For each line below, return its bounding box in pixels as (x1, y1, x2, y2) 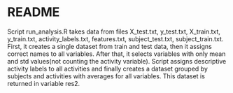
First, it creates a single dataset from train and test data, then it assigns (7, 42, 212, 50)
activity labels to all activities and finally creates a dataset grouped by (7, 64, 209, 73)
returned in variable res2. (7, 79, 80, 87)
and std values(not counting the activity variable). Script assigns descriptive (7, 57, 227, 65)
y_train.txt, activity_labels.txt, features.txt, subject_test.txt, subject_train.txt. (7, 34, 224, 43)
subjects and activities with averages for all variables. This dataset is (7, 71, 205, 80)
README (7, 4, 60, 20)
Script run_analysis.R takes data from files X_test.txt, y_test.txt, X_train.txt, (7, 27, 220, 36)
